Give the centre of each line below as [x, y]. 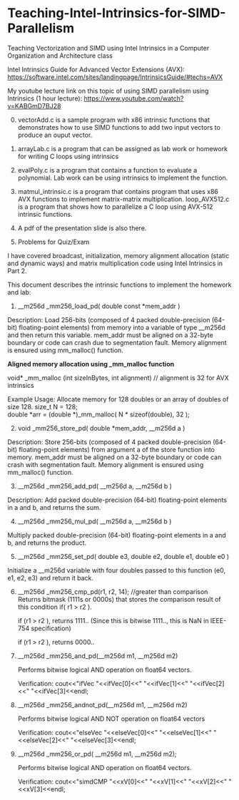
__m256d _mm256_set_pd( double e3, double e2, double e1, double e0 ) [123, 556]
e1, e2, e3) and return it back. [51, 578]
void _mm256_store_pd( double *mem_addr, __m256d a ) [101, 428]
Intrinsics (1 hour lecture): [45, 98]
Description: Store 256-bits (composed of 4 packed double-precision [110, 442]
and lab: [19, 292]
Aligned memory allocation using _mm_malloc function [91, 364]
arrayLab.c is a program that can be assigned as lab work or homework [123, 148]
